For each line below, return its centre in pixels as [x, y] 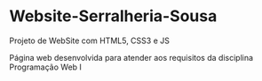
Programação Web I [46, 67]
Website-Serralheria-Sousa [113, 16]
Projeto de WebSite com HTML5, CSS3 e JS [90, 40]
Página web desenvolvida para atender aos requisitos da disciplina [131, 57]
